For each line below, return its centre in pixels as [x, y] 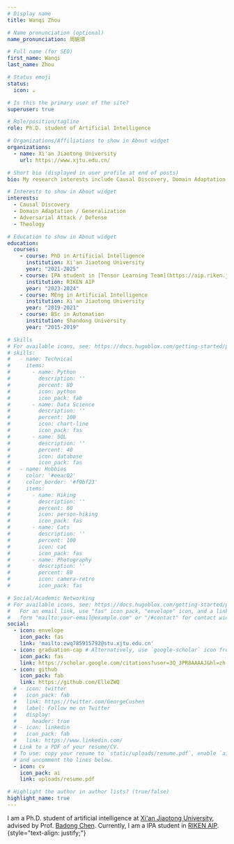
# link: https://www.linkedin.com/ [68, 741]
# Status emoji [29, 77]
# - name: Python [42, 372]
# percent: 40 [40, 449]
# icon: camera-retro [51, 579]
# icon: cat [37, 547]
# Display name [29, 14]
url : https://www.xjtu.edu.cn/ [65, 160]
